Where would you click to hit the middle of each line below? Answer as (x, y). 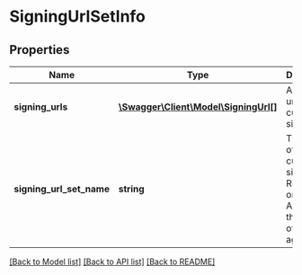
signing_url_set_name (62, 189)
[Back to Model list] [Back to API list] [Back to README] (112, 262)
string (132, 189)
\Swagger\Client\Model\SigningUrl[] (198, 107)
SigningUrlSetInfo (78, 17)
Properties (40, 50)
